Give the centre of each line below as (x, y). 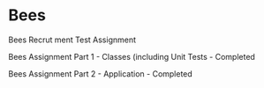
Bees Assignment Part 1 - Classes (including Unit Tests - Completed (132, 56)
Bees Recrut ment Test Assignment (72, 40)
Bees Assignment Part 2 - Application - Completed (101, 73)
